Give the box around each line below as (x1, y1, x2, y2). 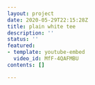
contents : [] (7, 62, 45, 68)
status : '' (7, 36, 39, 43)
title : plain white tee (7, 23, 76, 30)
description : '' (7, 29, 54, 37)
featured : (7, 42, 36, 49)
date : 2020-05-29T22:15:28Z (7, 17, 89, 23)
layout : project (7, 10, 54, 17)
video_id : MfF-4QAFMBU (13, 55, 79, 62)
